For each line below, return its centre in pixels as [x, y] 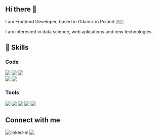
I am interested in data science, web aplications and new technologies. [79, 31]
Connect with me [33, 120]
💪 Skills [17, 48]
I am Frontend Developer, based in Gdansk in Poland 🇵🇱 [65, 21]
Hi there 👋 [21, 9]
